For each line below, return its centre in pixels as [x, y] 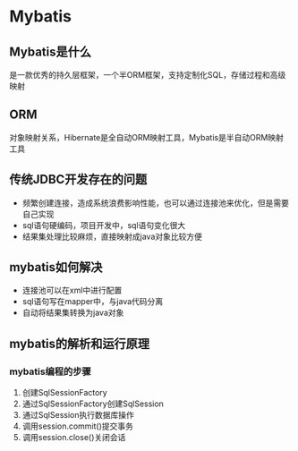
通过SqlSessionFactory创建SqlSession [93, 404]
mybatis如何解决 [56, 267]
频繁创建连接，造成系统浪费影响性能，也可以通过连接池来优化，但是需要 [155, 202]
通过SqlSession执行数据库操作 [78, 415]
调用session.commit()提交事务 [78, 426]
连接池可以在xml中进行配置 [72, 290]
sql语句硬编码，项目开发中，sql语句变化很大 [104, 225]
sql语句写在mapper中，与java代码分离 [93, 302]
